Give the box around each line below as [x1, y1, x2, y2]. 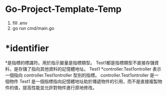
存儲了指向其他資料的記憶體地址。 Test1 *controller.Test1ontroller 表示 [18, 66, 162, 72]
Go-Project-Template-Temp [5, 3, 122, 15]
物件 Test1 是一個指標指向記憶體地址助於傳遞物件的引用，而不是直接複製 [9, 78, 158, 84]
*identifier [5, 43, 49, 54]
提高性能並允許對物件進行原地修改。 [22, 85, 97, 91]
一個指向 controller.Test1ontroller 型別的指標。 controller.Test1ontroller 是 [5, 72, 155, 78]
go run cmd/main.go [12, 25, 55, 31]
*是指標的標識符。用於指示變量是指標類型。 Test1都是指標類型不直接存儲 [5, 60, 155, 66]
